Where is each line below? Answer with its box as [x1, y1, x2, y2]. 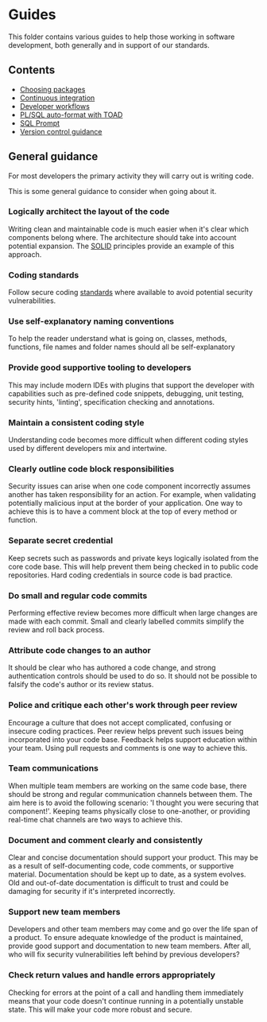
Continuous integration [19, 93, 95, 103]
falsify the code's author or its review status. [8, 680, 154, 690]
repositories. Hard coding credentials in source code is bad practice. [8, 570, 233, 580]
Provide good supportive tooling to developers [8, 362, 192, 373]
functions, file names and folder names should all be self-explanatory [8, 342, 236, 352]
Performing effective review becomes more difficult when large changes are [8, 608, 258, 617]
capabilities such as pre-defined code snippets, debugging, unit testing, [8, 388, 244, 398]
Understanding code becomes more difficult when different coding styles [8, 435, 249, 445]
